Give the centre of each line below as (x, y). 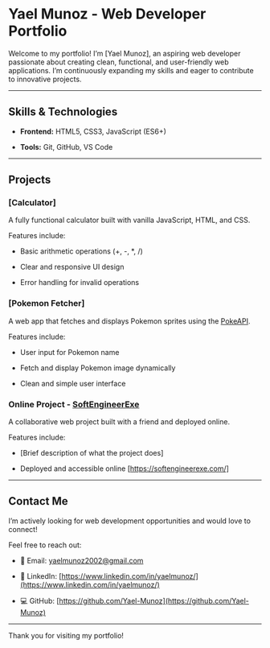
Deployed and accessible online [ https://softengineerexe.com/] (124, 468)
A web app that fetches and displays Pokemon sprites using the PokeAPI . (129, 321)
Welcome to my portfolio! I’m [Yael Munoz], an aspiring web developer (125, 53)
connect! (23, 529)
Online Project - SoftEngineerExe (74, 404)
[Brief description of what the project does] (92, 453)
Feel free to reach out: (45, 545)
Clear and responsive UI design (72, 267)
